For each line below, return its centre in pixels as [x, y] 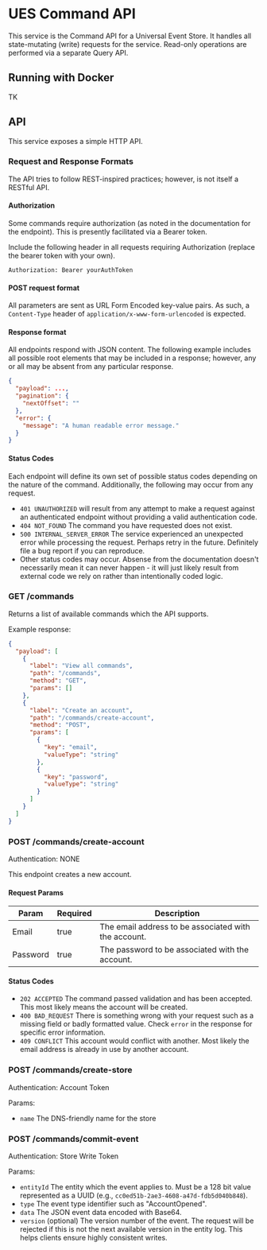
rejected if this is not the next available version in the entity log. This [131, 1229]
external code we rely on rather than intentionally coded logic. [121, 576]
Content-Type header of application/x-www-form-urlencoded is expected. [127, 314]
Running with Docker [61, 78]
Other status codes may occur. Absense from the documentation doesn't [139, 559]
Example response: [40, 629]
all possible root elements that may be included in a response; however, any [132, 358]
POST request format [44, 288]
